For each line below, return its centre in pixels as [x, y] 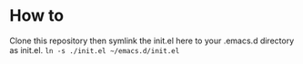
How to [37, 16]
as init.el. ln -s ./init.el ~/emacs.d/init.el [95, 50]
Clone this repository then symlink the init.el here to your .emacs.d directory [152, 41]
